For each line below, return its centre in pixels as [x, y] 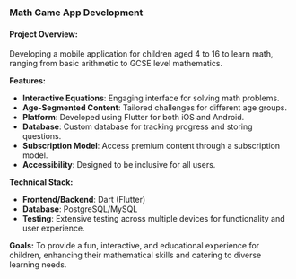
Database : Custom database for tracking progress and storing [137, 126]
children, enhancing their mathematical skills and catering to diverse [135, 255]
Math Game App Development [76, 13]
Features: [28, 81]
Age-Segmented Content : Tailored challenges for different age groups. [155, 108]
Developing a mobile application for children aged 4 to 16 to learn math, [141, 54]
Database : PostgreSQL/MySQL [80, 209]
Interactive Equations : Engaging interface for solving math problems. [151, 98]
